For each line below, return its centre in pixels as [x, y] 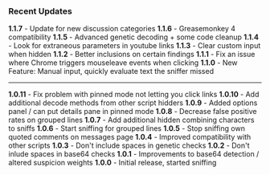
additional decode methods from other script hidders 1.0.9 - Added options [133, 103]
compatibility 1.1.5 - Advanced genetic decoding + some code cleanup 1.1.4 [134, 37]
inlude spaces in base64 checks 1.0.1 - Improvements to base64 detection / [134, 154]
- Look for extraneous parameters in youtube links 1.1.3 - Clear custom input [135, 46]
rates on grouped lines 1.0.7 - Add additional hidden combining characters [131, 120]
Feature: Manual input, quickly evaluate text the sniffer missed [111, 71]
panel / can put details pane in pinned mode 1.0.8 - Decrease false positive [133, 112]
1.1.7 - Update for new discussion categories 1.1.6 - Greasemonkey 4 [122, 29]
